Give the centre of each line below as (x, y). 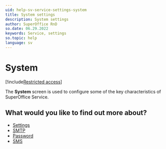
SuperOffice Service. (27, 97)
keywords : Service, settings (36, 33)
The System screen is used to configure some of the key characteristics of (83, 91)
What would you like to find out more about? (76, 113)
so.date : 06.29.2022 (27, 29)
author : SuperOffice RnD (31, 24)
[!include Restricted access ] (34, 82)
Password (23, 136)
